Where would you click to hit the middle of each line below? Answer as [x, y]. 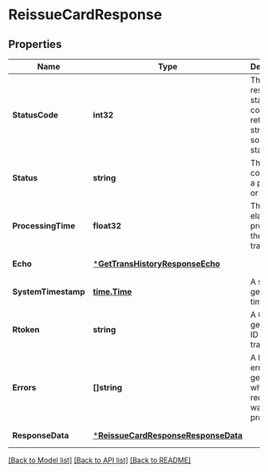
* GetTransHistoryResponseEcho [157, 264]
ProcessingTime [44, 226]
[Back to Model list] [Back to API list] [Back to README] [100, 460]
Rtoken [26, 329]
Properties [35, 44]
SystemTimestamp [49, 292]
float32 [107, 226]
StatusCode [35, 115]
